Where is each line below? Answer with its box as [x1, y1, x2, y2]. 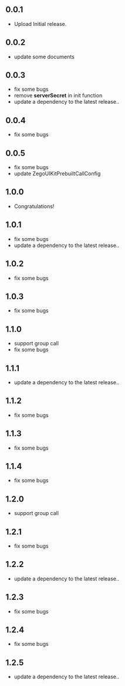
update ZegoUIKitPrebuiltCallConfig [13, 170, 101, 177]
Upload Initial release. [13, 20, 67, 27]
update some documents [13, 53, 75, 60]
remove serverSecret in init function [13, 92, 103, 99]
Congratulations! [13, 203, 55, 210]
